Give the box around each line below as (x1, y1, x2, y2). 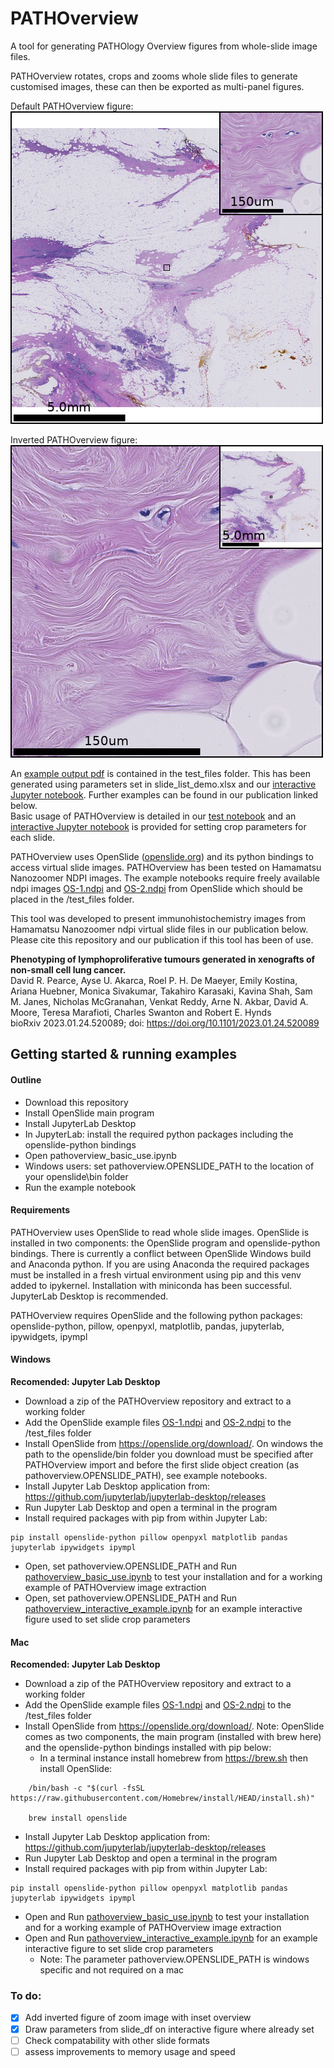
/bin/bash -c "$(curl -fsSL (28, 1783, 145, 1794)
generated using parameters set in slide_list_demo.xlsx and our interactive (10, 778, 317, 790)
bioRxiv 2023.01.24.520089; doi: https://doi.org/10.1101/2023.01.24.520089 (10, 1017, 320, 1029)
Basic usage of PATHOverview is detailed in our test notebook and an (10, 810, 297, 822)
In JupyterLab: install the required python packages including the (24, 1128, 294, 1140)
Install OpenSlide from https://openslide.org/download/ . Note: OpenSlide (24, 1720, 325, 1732)
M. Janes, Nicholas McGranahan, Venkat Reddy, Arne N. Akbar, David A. (10, 995, 309, 1007)
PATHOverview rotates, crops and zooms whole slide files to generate (10, 70, 298, 82)
